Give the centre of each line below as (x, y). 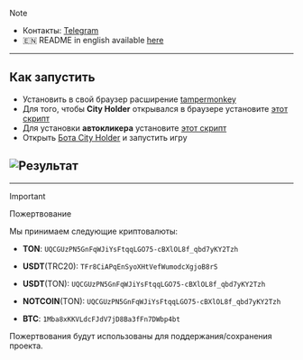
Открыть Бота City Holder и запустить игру (105, 137)
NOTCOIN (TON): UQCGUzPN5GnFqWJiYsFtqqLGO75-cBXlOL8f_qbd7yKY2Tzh (151, 300)
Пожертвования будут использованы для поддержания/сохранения (141, 336)
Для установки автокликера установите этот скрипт (124, 128)
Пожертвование (41, 213)
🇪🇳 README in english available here (93, 40)
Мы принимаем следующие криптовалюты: (94, 231)
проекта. (26, 346)
